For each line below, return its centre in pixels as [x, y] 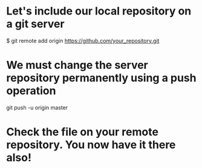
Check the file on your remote [83, 132]
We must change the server [77, 65]
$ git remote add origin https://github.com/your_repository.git [83, 40]
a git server [35, 24]
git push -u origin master [37, 108]
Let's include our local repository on [99, 11]
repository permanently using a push [101, 78]
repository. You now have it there [91, 145]
